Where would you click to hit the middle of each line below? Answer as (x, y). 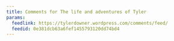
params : (16, 17)
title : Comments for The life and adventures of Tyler (76, 12)
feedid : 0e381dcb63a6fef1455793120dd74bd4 (66, 29)
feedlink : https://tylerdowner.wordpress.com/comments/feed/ (90, 23)
